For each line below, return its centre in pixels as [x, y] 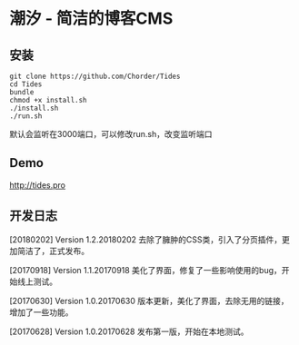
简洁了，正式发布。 [53, 251]
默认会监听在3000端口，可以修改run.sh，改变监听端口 [111, 134]
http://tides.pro [38, 185]
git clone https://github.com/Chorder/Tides [95, 76]
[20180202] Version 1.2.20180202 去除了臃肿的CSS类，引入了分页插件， [146, 239]
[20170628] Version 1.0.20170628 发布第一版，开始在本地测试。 [129, 331]
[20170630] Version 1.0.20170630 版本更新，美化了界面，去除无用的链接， [149, 301]
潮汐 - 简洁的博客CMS [91, 19]
